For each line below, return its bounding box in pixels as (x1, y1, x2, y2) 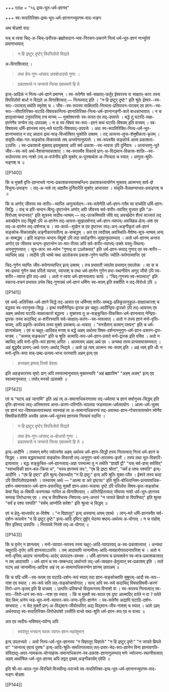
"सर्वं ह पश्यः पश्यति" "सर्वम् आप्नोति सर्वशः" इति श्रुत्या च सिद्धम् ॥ (5, 500, 108, 506)
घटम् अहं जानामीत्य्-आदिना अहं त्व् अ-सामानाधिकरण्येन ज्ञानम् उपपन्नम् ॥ (5, 564, 119, 570)
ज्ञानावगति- (141, 645, 159, 650)
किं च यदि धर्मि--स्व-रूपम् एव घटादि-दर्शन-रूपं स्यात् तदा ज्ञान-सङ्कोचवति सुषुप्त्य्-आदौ (5, 574, 144, 580)
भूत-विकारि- (142, 455, 162, 461)
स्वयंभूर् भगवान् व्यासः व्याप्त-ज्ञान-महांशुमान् (17, 629, 84, 634)
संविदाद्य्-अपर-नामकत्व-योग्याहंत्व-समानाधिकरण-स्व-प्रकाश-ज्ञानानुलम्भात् (5, 650, 121, 656)
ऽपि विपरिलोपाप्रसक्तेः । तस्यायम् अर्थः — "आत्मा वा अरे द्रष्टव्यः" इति (5, 477, 112, 483)
